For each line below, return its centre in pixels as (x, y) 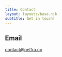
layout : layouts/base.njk (31, 14)
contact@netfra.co (24, 50)
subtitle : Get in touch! (30, 18)
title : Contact (20, 9)
